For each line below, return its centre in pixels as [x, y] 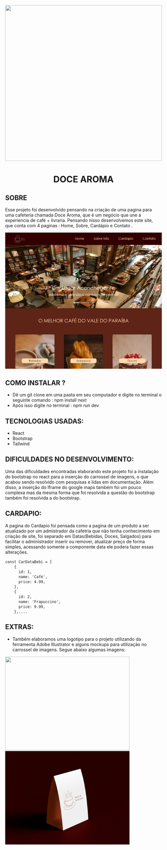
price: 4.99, [32, 582]
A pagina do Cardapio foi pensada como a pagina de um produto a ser [77, 525]
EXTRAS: [19, 627]
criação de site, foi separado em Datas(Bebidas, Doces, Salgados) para [78, 536]
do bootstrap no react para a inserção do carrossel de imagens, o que [77, 477]
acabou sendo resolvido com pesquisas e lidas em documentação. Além [80, 482]
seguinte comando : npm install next [49, 400]
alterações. [17, 552]
